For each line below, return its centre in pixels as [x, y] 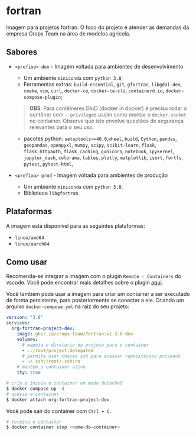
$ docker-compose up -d [35, 389]
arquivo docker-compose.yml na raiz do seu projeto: [68, 306]
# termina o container [34, 422]
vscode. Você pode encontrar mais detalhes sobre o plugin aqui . [85, 283]
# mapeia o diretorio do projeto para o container [85, 345]
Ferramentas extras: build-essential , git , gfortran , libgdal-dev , [103, 84]
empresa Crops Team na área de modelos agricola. [68, 33]
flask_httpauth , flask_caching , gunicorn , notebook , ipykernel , [99, 151]
